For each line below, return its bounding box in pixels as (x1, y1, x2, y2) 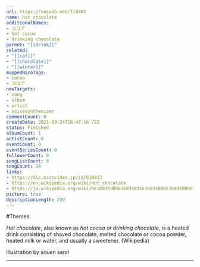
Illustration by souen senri (6, 249, 70, 256)
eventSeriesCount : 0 (6, 147, 58, 153)
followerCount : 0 (6, 152, 49, 158)
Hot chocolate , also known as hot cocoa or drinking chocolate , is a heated (6, 224, 189, 232)
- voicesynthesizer (6, 108, 55, 114)
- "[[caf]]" (6, 53, 36, 59)
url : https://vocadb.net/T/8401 (6, 8, 86, 15)
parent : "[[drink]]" (6, 42, 58, 48)
